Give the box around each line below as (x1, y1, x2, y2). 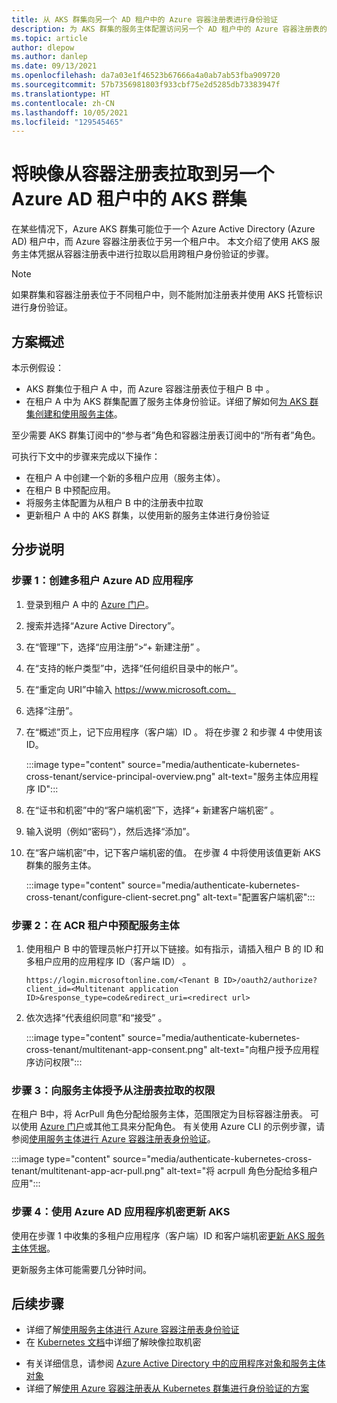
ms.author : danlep (11, 52, 88, 62)
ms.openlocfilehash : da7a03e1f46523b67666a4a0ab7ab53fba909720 (11, 71, 281, 81)
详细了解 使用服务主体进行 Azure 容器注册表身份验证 (25, 1324, 240, 1336)
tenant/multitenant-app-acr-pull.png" (11, 1165, 165, 1177)
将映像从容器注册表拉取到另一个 (11, 163, 275, 186)
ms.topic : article (11, 33, 88, 43)
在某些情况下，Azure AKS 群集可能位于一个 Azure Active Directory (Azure (11, 223, 316, 235)
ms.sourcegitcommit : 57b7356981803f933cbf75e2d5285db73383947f (11, 80, 281, 90)
